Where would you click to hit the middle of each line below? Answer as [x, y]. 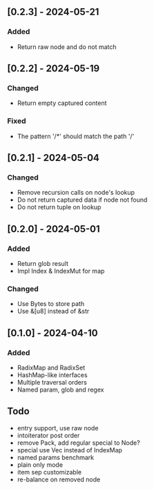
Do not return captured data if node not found [82, 200]
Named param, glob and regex [60, 390]
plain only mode [40, 464]
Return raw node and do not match [67, 47]
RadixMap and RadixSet [51, 368]
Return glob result [43, 264]
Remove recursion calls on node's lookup [76, 193]
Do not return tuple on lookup [59, 207]
